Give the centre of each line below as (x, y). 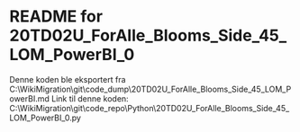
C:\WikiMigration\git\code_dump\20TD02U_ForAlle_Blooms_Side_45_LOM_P (150, 89)
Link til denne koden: (90, 98)
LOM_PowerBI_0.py (45, 118)
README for (56, 17)
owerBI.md (29, 98)
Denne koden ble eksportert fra (68, 79)
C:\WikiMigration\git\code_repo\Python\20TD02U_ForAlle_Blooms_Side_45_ (150, 108)
